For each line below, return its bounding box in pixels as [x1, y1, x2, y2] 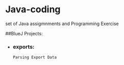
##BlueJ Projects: [5, 30, 43, 36]
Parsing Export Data [12, 55, 57, 60]
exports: [12, 43, 35, 50]
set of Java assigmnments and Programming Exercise [5, 20, 119, 27]
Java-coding [5, 4, 61, 15]
